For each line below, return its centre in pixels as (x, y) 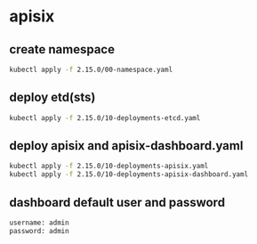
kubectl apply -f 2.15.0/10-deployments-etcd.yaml (105, 118)
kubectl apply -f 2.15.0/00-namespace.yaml (91, 69)
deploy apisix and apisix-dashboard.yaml (126, 146)
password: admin (39, 231)
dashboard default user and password (117, 202)
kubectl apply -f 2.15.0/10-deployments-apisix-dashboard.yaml (129, 175)
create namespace (62, 49)
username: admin (39, 223)
